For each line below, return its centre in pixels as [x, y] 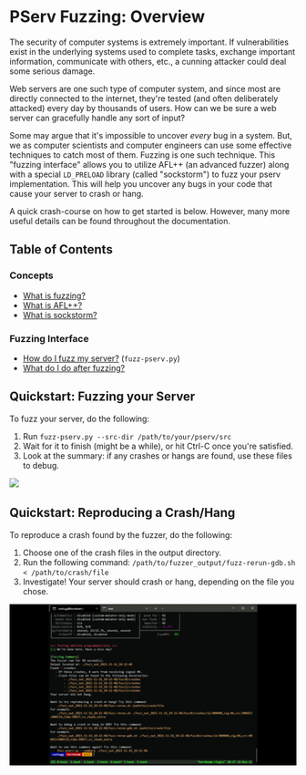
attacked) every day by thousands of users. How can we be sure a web [143, 108]
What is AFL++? [52, 305]
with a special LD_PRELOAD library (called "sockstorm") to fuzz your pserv [145, 174]
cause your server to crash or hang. [76, 193]
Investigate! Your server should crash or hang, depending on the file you [158, 582]
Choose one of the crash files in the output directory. [122, 553]
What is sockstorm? [60, 315]
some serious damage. [52, 71]
